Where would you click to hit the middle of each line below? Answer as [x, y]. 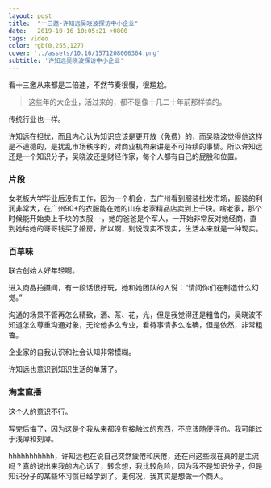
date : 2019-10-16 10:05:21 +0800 [68, 31]
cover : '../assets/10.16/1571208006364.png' [84, 53]
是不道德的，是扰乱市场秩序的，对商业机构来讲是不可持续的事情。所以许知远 [135, 146]
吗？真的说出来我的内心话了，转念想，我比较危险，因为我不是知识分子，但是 [135, 465]
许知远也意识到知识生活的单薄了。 [65, 369]
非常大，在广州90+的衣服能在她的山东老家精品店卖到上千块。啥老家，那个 [138, 209]
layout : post [30, 16]
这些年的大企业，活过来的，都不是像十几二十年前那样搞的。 [127, 102]
